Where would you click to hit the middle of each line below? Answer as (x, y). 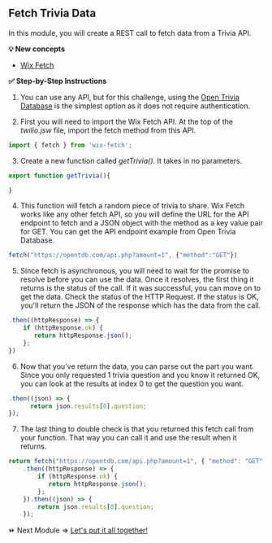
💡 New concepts (37, 49)
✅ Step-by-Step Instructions (58, 81)
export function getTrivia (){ (60, 175)
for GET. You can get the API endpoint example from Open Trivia (128, 232)
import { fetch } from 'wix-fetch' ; (70, 145)
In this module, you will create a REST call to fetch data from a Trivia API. (130, 33)
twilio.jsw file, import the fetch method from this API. (108, 130)
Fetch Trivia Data (52, 13)
